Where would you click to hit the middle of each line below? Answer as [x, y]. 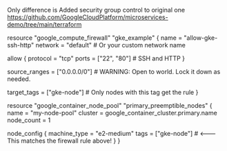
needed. [19, 79]
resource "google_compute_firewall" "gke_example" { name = [95, 38]
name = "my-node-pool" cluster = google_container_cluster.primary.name [112, 113]
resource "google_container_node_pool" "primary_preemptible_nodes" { [110, 105]
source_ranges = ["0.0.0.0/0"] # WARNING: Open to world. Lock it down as [114, 72]
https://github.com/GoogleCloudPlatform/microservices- [88, 17]
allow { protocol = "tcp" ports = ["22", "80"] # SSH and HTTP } [96, 58]
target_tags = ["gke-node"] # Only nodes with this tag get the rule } [103, 92]
